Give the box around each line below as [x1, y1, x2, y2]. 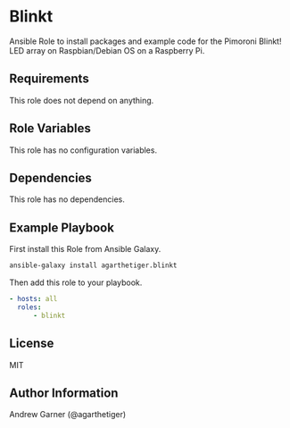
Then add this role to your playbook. [9, 277, 143, 288]
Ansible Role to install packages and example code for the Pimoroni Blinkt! [9, 36, 282, 46]
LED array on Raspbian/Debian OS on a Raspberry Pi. [9, 45, 205, 55]
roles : [17, 302, 42, 312]
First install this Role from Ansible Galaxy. [9, 244, 162, 255]
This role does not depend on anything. [9, 95, 154, 105]
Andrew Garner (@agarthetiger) [9, 409, 127, 420]
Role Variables [9, 121, 91, 136]
